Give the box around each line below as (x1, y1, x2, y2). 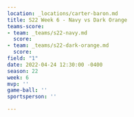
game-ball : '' (7, 87, 48, 94)
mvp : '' (7, 81, 30, 87)
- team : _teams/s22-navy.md (7, 29, 88, 36)
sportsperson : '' (7, 94, 57, 100)
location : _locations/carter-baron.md (7, 10, 118, 17)
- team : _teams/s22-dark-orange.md (7, 42, 109, 49)
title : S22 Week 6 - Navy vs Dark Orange (7, 17, 128, 23)
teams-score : (7, 23, 45, 30)
